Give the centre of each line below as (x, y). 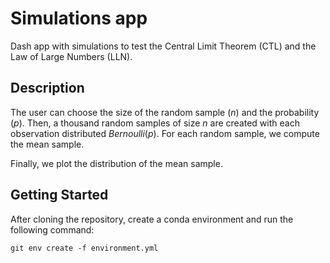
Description (47, 88)
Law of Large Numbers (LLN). (71, 56)
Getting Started (59, 195)
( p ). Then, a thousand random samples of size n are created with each (155, 123)
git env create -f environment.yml (84, 248)
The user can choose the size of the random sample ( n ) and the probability (165, 112)
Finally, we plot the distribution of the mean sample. (116, 163)
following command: (52, 229)
